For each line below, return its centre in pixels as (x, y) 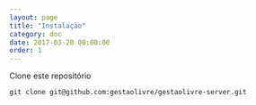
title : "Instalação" (48, 26)
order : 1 (26, 51)
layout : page (34, 17)
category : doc (36, 34)
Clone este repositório (50, 76)
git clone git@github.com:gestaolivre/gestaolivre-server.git (128, 93)
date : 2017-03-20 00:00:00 (60, 42)
